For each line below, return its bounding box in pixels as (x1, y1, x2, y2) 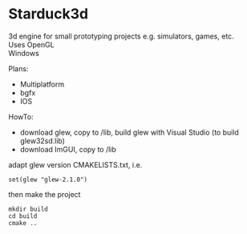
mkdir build (8, 205, 48, 213)
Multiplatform (19, 79, 65, 89)
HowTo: (8, 111, 34, 121)
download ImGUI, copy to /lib (19, 144, 116, 154)
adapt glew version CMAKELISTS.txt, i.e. (8, 159, 143, 169)
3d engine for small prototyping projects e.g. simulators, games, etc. (8, 31, 234, 41)
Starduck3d (8, 5, 89, 23)
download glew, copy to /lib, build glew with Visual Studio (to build (19, 127, 239, 137)
